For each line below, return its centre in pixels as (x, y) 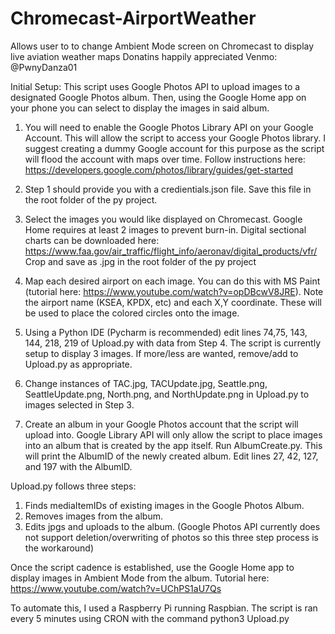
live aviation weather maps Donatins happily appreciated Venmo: (144, 56)
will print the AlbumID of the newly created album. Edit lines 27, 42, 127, (171, 456)
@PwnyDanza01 (44, 67)
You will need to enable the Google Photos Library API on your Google (169, 127)
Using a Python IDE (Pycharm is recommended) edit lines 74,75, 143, (166, 332)
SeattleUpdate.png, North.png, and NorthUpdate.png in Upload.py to (167, 394)
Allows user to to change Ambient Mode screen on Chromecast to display (162, 46)
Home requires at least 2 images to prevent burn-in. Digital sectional (165, 229)
